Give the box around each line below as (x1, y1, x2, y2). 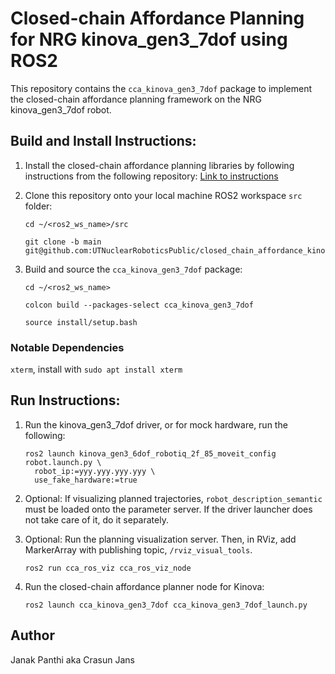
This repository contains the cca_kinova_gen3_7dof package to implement (10, 82, 312, 94)
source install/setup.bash (24, 317, 138, 327)
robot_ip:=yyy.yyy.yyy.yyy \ (34, 466, 156, 476)
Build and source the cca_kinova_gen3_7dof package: (24, 263, 243, 275)
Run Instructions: (10, 392, 121, 409)
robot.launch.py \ (24, 457, 102, 467)
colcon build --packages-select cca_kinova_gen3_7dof (24, 300, 254, 310)
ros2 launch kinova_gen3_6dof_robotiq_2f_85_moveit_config (24, 448, 277, 459)
